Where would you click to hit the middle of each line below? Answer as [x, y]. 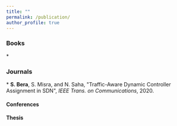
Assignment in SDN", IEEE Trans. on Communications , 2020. [80, 91]
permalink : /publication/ [38, 17]
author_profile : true [33, 22]
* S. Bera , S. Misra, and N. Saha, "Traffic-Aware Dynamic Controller [88, 84]
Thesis [15, 118]
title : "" [18, 12]
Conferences [23, 104]
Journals [19, 72]
